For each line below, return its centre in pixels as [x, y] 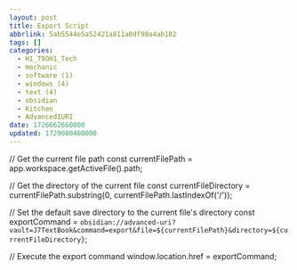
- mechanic [37, 68]
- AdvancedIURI [45, 117]
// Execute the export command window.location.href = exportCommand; [143, 256]
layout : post [33, 17]
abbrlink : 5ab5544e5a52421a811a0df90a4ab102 [93, 34]
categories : [31, 51]
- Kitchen [35, 109]
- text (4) [37, 92]
